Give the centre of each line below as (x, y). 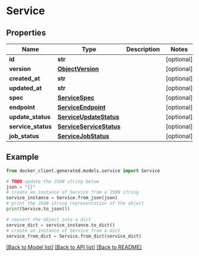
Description (143, 49)
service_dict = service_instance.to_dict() (61, 225)
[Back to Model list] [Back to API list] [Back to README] (74, 247)
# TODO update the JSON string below (53, 182)
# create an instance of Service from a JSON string (73, 192)
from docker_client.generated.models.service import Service (83, 171)
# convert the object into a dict (49, 219)
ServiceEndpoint (81, 107)
